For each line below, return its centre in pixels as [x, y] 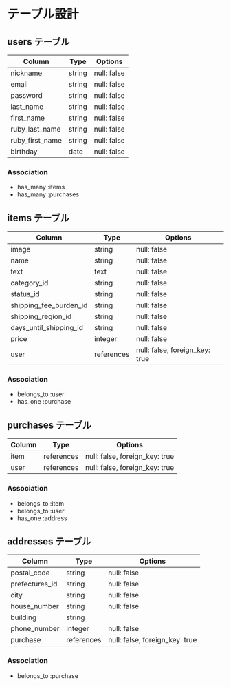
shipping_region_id [41, 316]
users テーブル [38, 42]
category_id [30, 283]
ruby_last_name [36, 129]
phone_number [35, 629]
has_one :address [42, 518]
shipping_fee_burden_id [49, 305]
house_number [35, 606]
